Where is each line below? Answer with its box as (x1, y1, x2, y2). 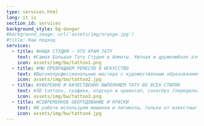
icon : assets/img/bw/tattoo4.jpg (17, 110, 102, 116)
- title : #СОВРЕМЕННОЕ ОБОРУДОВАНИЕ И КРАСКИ (12, 99, 129, 105)
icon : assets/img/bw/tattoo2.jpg (17, 76, 102, 82)
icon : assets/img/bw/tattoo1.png (17, 59, 102, 65)
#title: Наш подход (6, 37, 56, 43)
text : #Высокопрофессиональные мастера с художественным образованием (17, 71, 200, 77)
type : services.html (6, 8, 59, 15)
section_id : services (6, 20, 61, 26)
